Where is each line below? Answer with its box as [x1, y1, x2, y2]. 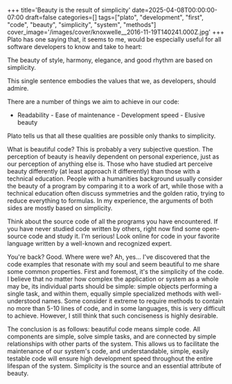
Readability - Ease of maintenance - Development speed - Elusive [17, 111, 206, 119]
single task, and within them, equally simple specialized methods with [7, 290, 206, 298]
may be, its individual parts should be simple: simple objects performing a [7, 282, 217, 290]
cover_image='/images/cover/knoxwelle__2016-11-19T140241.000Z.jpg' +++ [7, 28, 225, 36]
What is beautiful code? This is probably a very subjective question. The [7, 145, 213, 153]
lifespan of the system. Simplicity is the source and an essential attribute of [7, 362, 222, 369]
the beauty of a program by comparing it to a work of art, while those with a [7, 182, 224, 190]
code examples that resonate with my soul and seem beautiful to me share [7, 260, 220, 268]
